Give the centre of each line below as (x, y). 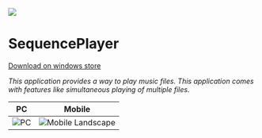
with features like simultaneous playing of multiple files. (99, 89)
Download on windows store (55, 65)
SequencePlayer (64, 44)
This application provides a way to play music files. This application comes (131, 81)
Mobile (77, 109)
